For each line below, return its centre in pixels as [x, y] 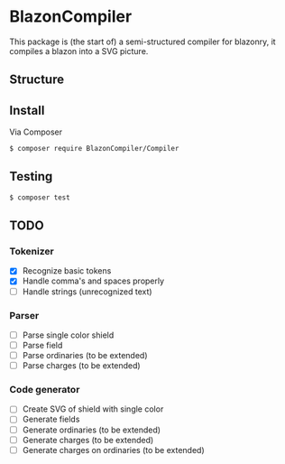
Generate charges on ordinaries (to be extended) [113, 450]
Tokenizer [32, 252]
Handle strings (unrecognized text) [87, 292]
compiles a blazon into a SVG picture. [79, 51]
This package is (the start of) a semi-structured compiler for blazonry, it [143, 42]
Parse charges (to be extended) [82, 366]
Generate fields [51, 419]
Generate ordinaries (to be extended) [91, 430]
